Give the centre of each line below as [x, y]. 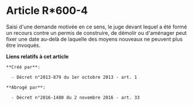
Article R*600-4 [47, 11]
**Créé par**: [23, 67]
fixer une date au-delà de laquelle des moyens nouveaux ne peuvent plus [94, 39]
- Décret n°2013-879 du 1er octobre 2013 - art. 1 [74, 77]
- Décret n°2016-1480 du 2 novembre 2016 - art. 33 [76, 97]
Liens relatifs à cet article [37, 56]
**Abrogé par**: [26, 87]
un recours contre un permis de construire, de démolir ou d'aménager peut [96, 32]
